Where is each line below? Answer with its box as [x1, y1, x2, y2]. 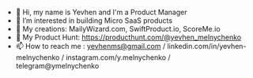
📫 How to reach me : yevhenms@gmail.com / [15, 42, 166, 50]
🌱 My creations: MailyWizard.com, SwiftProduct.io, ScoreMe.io [15, 24, 221, 33]
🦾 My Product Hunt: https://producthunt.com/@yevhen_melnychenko [15, 32, 242, 42]
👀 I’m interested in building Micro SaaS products [15, 16, 172, 25]
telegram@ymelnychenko [15, 61, 100, 70]
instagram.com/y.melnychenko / [66, 53, 172, 62]
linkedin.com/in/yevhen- [167, 42, 247, 50]
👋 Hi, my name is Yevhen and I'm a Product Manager [15, 8, 187, 17]
